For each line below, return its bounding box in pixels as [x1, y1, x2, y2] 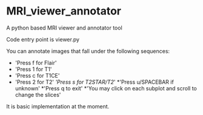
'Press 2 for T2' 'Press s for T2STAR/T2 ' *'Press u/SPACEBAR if [15, 78, 174, 85]
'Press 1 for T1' [15, 65, 52, 73]
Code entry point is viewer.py [6, 36, 80, 43]
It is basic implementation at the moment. [6, 102, 110, 110]
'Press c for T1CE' [15, 72, 60, 79]
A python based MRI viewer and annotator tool [6, 24, 122, 31]
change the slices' [15, 91, 61, 98]
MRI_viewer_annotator [6, 4, 121, 18]
